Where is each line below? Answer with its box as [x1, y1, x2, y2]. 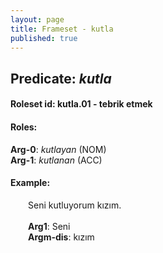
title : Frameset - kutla [10, 24, 114, 34]
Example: [10, 177, 51, 189]
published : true [10, 33, 78, 43]
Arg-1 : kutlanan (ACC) [10, 154, 103, 166]
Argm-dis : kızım [28, 231, 95, 243]
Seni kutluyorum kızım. [28, 199, 122, 211]
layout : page [10, 14, 65, 25]
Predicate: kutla [10, 70, 112, 87]
